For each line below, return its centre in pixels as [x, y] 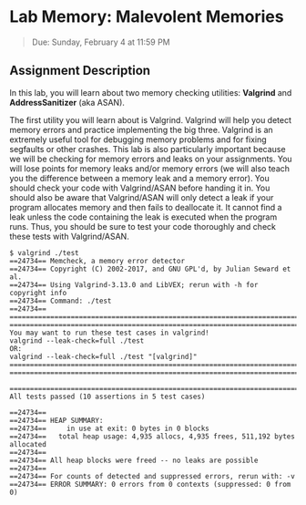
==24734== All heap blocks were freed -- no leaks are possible [134, 460]
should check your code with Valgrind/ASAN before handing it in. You [140, 188]
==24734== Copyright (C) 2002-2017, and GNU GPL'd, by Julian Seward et [150, 269]
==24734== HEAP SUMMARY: [56, 420]
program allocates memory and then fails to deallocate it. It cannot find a [146, 207]
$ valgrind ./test [44, 252]
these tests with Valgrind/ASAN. [69, 236]
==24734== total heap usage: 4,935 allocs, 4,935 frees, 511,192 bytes [153, 436]
